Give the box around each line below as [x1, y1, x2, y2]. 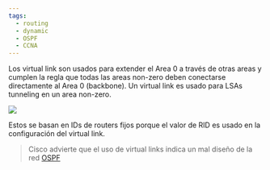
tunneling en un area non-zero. [8, 89, 112, 99]
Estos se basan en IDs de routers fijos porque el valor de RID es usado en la [8, 120, 261, 130]
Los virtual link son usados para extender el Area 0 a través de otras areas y [8, 64, 262, 73]
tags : [8, 11, 27, 20]
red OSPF [27, 153, 61, 163]
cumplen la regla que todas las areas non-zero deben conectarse [8, 73, 226, 82]
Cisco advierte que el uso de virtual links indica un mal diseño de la [27, 144, 253, 154]
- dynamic [15, 27, 49, 35]
